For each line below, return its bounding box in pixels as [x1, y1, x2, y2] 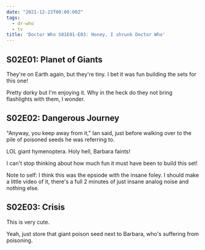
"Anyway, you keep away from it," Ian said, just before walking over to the [6, 129, 192, 136]
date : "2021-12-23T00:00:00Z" [6, 9, 84, 15]
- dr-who [12, 20, 34, 26]
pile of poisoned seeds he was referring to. [6, 136, 115, 143]
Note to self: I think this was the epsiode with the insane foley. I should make [6, 171, 199, 178]
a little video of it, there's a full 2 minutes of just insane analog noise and [6, 178, 189, 185]
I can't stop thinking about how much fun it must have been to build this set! [6, 160, 198, 167]
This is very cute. [6, 218, 50, 226]
